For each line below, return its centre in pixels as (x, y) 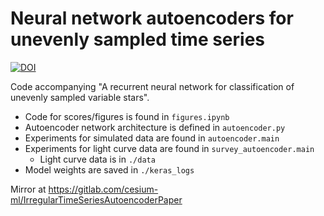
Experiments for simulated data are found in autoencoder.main (152, 138)
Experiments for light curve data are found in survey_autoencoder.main (169, 148)
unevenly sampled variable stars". (80, 97)
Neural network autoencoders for (152, 18)
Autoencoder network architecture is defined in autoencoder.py (155, 127)
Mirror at (28, 189)
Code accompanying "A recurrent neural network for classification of (152, 86)
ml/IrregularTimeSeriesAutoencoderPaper (96, 199)
